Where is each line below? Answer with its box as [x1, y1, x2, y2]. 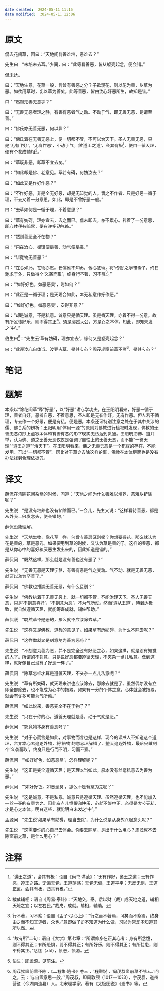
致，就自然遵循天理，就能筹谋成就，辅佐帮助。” [5, 606, 99, 612]
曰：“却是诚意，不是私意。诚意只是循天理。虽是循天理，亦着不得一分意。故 [5, 312, 157, 318]
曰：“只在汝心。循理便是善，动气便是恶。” [5, 244, 88, 249]
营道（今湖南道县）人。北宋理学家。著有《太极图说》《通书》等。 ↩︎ [12, 981, 148, 987]
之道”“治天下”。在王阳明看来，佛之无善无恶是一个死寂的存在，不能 [21, 443, 156, 449]
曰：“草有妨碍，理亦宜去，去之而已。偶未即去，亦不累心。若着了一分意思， [5, 217, 157, 223]
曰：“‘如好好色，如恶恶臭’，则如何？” [5, 281, 80, 287]
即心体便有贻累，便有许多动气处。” [5, 223, 74, 229]
